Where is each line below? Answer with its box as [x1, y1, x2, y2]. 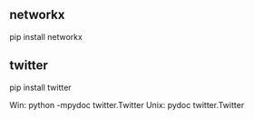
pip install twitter [9, 82, 72, 93]
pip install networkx [9, 31, 83, 42]
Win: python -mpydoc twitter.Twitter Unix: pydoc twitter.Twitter [9, 99, 245, 110]
